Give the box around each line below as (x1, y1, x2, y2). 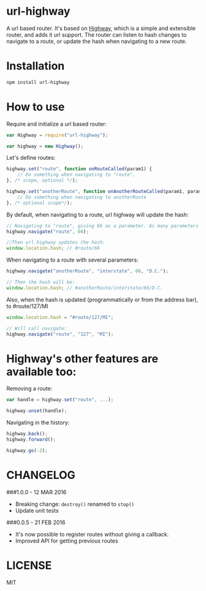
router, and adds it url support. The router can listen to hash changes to (6, 31, 187, 38)
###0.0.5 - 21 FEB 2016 (6, 519, 66, 526)
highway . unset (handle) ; (6, 408, 67, 414)
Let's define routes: (6, 154, 56, 162)
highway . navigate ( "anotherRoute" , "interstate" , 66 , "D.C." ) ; (6, 268, 169, 274)
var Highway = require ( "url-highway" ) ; (6, 132, 109, 138)
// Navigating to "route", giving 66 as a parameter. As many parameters (6, 222, 199, 229)
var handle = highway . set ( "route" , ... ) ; (6, 397, 114, 403)
